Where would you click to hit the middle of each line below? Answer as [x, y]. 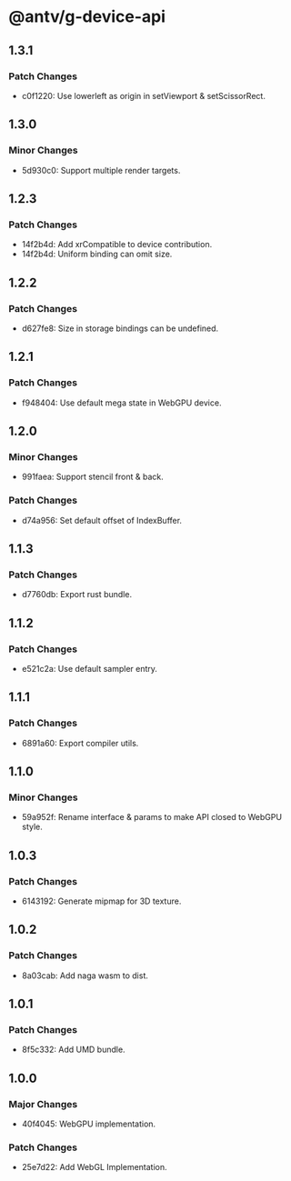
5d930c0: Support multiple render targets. [101, 170]
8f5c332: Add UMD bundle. [73, 1050]
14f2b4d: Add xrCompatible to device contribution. [117, 245]
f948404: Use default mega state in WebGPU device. [121, 403]
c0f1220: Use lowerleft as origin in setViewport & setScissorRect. [143, 95]
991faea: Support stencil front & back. [93, 477]
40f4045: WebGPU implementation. [89, 1124]
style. [32, 827]
